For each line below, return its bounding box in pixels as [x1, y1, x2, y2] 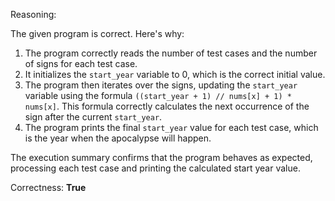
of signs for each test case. [24, 58, 138, 69]
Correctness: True [10, 182, 87, 193]
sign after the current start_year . [24, 111, 163, 123]
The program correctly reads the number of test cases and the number [24, 47, 318, 59]
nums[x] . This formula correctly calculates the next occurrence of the [24, 100, 310, 112]
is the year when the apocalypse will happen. [24, 132, 212, 144]
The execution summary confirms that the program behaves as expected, [10, 152, 313, 163]
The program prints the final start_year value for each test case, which [24, 122, 319, 133]
